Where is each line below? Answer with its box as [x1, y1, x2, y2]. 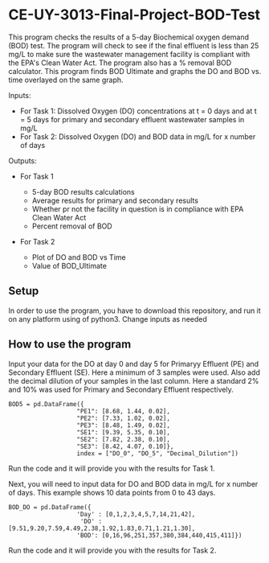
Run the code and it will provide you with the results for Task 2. [8, 545, 217, 555]
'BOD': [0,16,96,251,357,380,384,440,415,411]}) [76, 531, 243, 540]
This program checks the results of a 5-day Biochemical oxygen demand [8, 32, 250, 42]
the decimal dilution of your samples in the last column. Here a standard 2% [8, 376, 259, 385]
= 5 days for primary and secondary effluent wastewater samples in [19, 114, 245, 124]
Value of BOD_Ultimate [31, 261, 107, 270]
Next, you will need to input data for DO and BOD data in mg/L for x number [8, 479, 259, 488]
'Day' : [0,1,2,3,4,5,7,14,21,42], [76, 510, 196, 518]
